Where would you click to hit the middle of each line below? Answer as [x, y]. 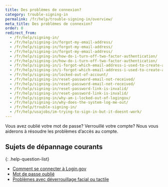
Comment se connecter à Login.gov [49, 169]
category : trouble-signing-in [37, 14]
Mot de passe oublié [33, 174]
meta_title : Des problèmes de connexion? [49, 24]
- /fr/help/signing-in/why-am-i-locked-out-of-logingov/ [70, 98]
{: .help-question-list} [27, 159]
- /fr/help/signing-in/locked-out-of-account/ [59, 75]
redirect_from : [21, 33]
